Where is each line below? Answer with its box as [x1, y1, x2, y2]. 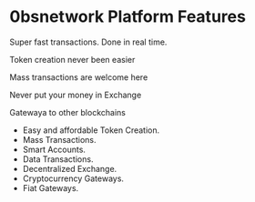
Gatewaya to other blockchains [9, 106, 126, 117]
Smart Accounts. [22, 144, 87, 155]
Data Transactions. [22, 153, 94, 165]
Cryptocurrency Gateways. [22, 173, 125, 184]
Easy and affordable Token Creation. [22, 125, 160, 136]
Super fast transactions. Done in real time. [9, 36, 168, 47]
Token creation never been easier [9, 54, 136, 65]
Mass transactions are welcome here [9, 71, 148, 83]
